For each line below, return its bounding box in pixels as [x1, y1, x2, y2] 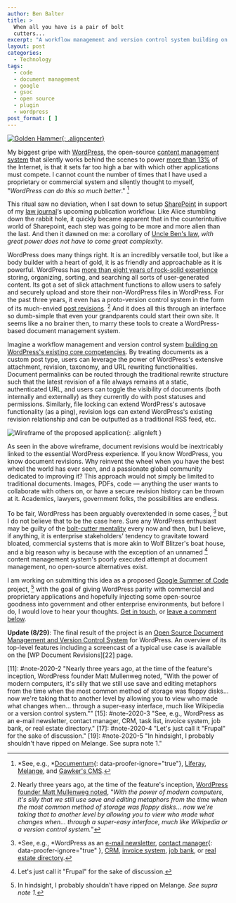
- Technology [13, 56, 52, 63]
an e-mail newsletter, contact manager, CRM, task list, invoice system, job [7, 716, 221, 725]
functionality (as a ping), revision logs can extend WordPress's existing [7, 407, 213, 415]
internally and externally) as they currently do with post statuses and [7, 392, 206, 401]
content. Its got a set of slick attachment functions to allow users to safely [7, 280, 221, 289]
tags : [7, 63, 23, 70]
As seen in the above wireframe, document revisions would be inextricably [7, 442, 223, 450]
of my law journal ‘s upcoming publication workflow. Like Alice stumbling [7, 207, 216, 216]
